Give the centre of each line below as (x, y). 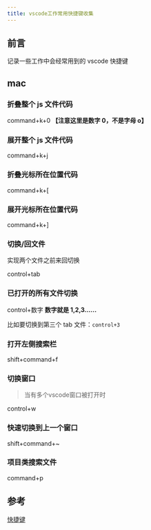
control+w (22, 409)
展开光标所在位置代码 (42, 209)
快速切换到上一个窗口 (42, 428)
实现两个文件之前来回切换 (43, 260)
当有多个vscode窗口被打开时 (65, 395)
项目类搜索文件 (32, 462)
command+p (25, 478)
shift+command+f (33, 359)
